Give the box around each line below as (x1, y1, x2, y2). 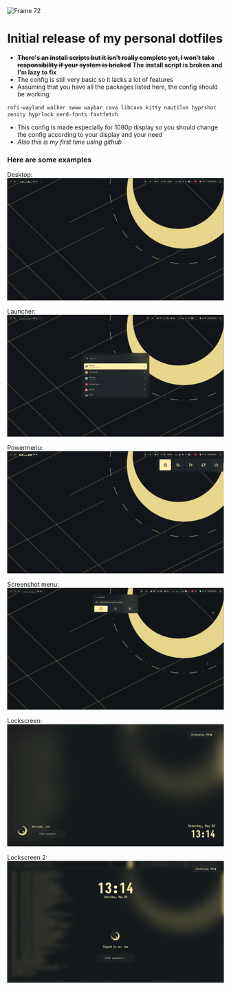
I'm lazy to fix (16, 68, 57, 76)
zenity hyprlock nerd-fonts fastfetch (7, 111, 118, 118)
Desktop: (7, 171, 33, 179)
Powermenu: (7, 444, 43, 452)
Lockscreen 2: (7, 853, 48, 861)
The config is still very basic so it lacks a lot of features (16, 75, 173, 83)
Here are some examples (7, 155, 91, 164)
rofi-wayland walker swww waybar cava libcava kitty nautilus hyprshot (7, 104, 217, 111)
